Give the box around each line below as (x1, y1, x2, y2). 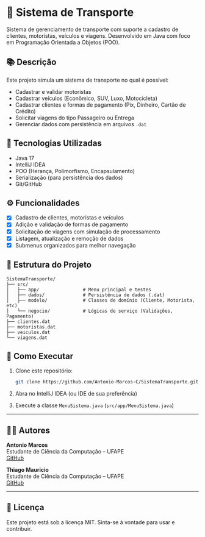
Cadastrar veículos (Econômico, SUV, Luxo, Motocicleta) (15, 94, 157, 102)
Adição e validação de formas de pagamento (15, 221, 129, 228)
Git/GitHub (15, 180, 42, 188)
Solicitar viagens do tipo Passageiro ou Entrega (15, 114, 134, 121)
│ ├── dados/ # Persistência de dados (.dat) (6, 292, 165, 298)
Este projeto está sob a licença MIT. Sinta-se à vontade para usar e (6, 518, 175, 526)
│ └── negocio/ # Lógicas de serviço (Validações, (6, 308, 173, 314)
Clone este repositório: (15, 367, 73, 374)
